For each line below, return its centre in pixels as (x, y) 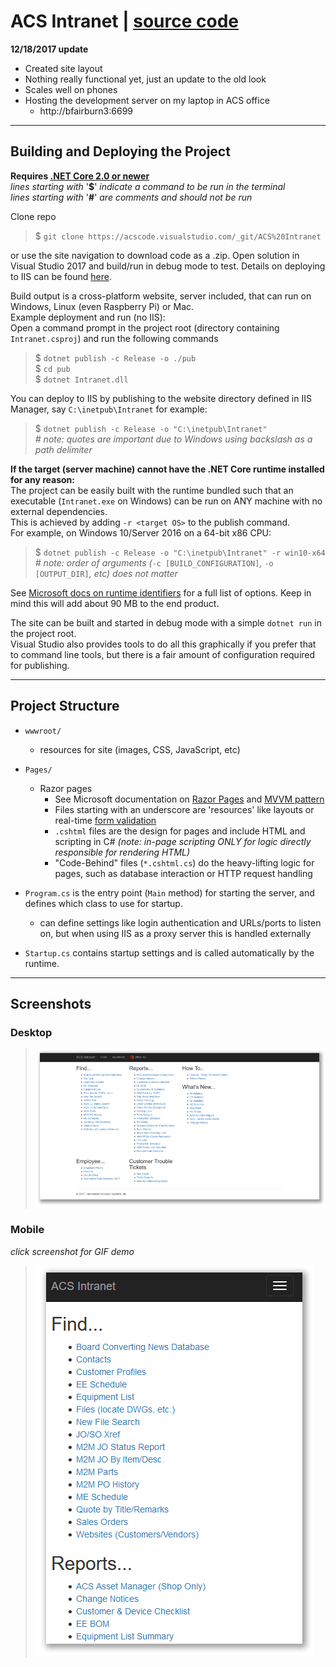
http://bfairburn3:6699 (86, 111)
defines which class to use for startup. (103, 903)
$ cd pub (52, 368)
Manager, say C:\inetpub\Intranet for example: (109, 409)
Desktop (31, 1032)
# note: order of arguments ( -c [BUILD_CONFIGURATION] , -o (154, 562)
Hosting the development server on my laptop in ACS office (147, 100)
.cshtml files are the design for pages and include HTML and (180, 831)
